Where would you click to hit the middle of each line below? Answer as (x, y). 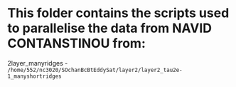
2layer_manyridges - (38, 63)
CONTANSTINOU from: (76, 43)
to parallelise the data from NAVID (109, 28)
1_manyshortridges (34, 76)
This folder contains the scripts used (118, 13)
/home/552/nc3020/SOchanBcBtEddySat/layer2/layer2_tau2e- (95, 70)
